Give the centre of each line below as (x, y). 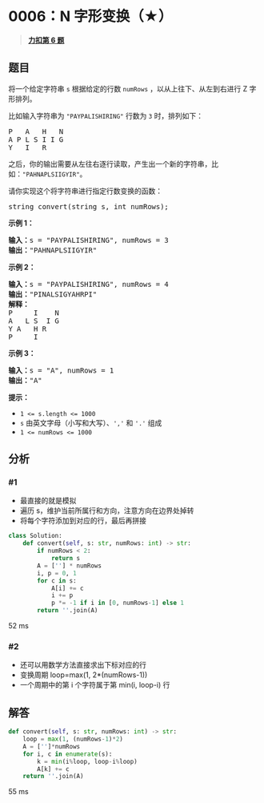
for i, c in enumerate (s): (68, 754)
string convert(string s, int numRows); (89, 206)
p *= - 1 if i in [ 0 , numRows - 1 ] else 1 (117, 603)
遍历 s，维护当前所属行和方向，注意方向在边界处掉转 (107, 510)
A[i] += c (67, 588)
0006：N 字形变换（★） (91, 16)
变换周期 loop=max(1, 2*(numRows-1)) (84, 675)
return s (66, 559)
